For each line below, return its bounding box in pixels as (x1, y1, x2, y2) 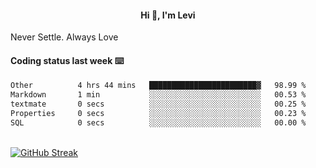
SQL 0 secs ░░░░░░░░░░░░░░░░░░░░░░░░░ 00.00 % (10, 117, 307, 128)
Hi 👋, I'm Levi (140, 9, 196, 21)
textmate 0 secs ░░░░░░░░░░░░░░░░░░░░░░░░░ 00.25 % (10, 99, 307, 110)
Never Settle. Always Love (10, 31, 119, 43)
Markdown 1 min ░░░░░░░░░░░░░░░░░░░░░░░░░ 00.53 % (10, 90, 307, 100)
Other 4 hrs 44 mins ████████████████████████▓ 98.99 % (10, 81, 307, 91)
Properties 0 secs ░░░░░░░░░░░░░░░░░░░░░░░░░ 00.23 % (10, 109, 307, 119)
